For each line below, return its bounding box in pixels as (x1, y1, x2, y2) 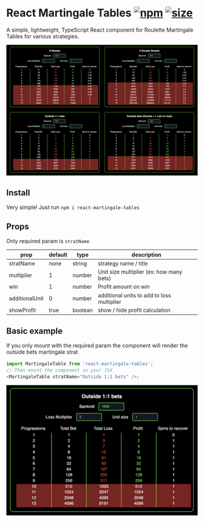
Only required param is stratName (6, 238, 90, 245)
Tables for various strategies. (6, 32, 80, 39)
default (48, 251, 68, 258)
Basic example (6, 326, 63, 336)
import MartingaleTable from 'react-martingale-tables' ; (6, 361, 154, 367)
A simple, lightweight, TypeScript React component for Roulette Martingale (6, 26, 194, 33)
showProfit (8, 306, 36, 314)
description (131, 251, 162, 258)
